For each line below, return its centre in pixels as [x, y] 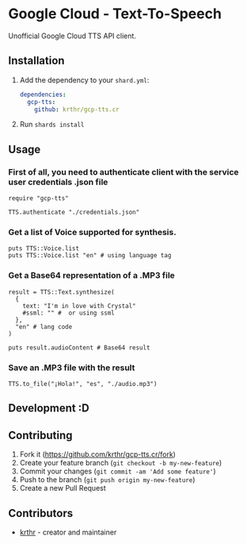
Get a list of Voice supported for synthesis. [92, 232]
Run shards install [52, 125]
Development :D [49, 409]
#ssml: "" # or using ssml [68, 313]
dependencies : [43, 95]
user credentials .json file [58, 182]
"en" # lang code [44, 326]
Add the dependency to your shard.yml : [84, 79]
